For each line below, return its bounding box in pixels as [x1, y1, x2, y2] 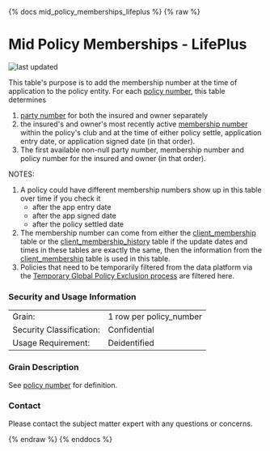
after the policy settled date [32, 219, 124, 229]
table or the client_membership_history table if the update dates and [19, 236, 248, 246]
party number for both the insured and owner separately [19, 110, 209, 120]
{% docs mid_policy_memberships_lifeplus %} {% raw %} [8, 7, 200, 16]
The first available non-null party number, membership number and [19, 145, 244, 155]
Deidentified [108, 338, 155, 349]
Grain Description [8, 362, 79, 373]
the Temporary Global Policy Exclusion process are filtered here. [19, 270, 235, 280]
